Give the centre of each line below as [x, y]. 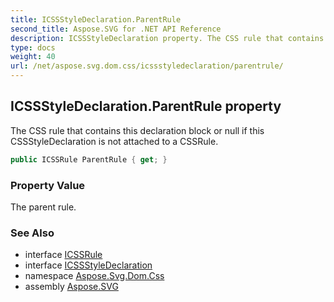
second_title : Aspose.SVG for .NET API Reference [116, 29]
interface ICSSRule [63, 255]
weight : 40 [33, 57]
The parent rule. [43, 207]
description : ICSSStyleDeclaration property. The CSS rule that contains [167, 38]
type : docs [33, 47]
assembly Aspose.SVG [71, 287]
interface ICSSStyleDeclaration [88, 265]
